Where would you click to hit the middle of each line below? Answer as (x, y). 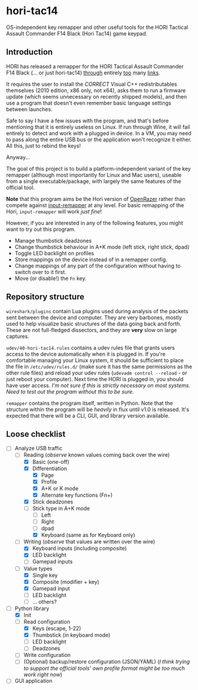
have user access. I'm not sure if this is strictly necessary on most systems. (98, 385)
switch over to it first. (40, 272)
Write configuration (47, 655)
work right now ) (43, 675)
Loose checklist (36, 434)
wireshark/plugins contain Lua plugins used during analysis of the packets (97, 311)
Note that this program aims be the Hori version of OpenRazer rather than (96, 198)
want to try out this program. (41, 229)
